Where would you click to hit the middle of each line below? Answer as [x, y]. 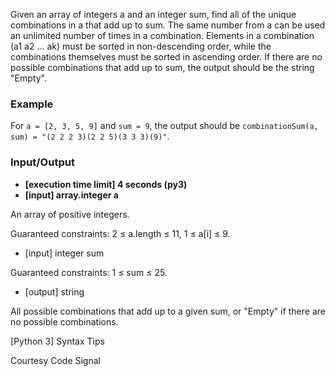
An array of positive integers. [70, 214]
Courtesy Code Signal [55, 360]
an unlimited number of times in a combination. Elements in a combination [162, 35]
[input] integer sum [64, 253]
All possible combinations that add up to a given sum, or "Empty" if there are [168, 311]
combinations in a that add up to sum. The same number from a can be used [168, 25]
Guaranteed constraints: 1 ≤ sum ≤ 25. [89, 272]
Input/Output [42, 162]
